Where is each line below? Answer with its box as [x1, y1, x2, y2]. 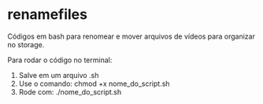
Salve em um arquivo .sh [18, 70, 99, 80]
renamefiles [7, 6, 88, 24]
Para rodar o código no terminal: [7, 55, 113, 65]
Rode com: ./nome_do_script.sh [18, 87, 122, 96]
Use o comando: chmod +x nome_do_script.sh [18, 79, 170, 88]
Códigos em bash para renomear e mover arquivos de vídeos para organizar [7, 32, 255, 41]
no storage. [7, 39, 45, 49]
